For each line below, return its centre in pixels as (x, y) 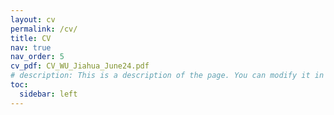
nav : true (31, 47)
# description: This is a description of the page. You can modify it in (167, 76)
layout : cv (33, 19)
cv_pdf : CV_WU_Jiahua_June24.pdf (80, 66)
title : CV (31, 38)
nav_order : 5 (37, 57)
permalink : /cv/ (44, 29)
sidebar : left (48, 94)
